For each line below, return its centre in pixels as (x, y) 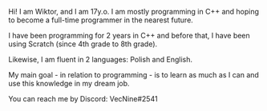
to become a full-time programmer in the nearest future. (101, 20)
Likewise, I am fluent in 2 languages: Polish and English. (100, 59)
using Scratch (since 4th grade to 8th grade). (83, 44)
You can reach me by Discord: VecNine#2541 (83, 99)
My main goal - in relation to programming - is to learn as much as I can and (133, 75)
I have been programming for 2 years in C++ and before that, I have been (129, 36)
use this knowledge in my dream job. (69, 83)
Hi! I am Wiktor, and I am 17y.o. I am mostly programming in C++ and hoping (133, 12)
